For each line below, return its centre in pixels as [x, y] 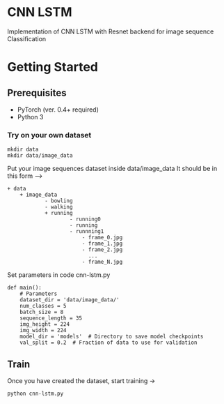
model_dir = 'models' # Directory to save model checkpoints [112, 337]
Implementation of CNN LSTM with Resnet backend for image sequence [111, 31]
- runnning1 [87, 232]
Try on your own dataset [49, 135]
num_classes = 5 [43, 306]
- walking [58, 207]
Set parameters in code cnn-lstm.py [59, 275]
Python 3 [30, 117]
